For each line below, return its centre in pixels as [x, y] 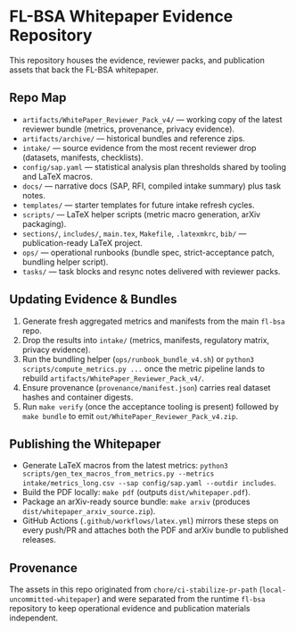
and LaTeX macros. [58, 176]
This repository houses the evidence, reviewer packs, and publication [137, 60]
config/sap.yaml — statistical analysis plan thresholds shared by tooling [154, 166]
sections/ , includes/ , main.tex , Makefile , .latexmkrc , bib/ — [134, 233]
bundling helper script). [65, 262]
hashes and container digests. [78, 397]
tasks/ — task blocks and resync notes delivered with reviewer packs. [151, 271]
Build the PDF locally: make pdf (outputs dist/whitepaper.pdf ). [136, 493]
